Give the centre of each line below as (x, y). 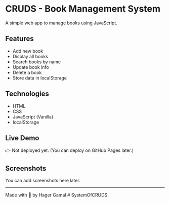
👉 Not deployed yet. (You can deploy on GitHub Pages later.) (70, 150)
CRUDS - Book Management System (83, 9)
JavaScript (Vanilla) (33, 116)
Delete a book (27, 72)
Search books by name (37, 62)
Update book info (31, 67)
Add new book (28, 51)
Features (19, 39)
